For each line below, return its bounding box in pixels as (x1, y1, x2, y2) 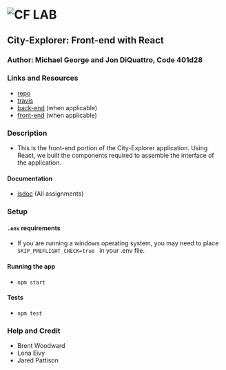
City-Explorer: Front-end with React (7, 34, 164, 46)
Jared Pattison (17, 356, 59, 364)
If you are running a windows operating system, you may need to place (17, 239, 219, 247)
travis (17, 96, 33, 105)
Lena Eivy (17, 349, 45, 358)
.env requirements (7, 224, 61, 232)
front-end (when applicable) (17, 111, 98, 119)
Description (7, 128, 48, 138)
